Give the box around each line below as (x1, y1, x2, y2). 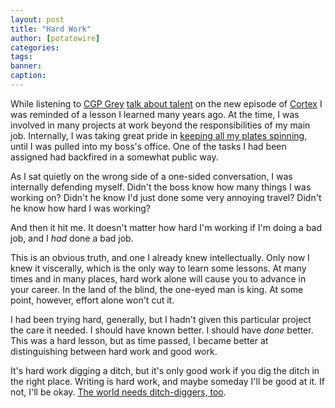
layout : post (10, 14, 65, 25)
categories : (10, 42, 60, 53)
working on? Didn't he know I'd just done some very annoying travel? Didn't (10, 191, 322, 203)
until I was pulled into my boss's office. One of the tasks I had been (10, 140, 287, 152)
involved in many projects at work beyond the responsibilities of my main (10, 119, 311, 131)
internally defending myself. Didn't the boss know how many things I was (10, 181, 312, 193)
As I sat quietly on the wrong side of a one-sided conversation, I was (10, 170, 293, 182)
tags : (10, 52, 33, 62)
